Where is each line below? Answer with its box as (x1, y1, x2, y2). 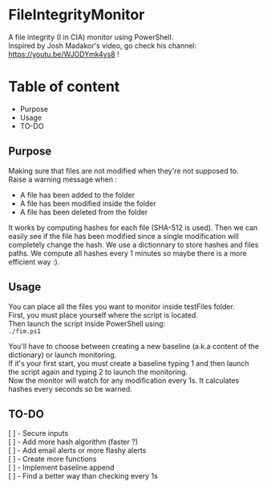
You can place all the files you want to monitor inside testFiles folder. (8, 302, 235, 311)
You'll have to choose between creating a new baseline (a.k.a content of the (8, 341, 259, 351)
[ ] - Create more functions (8, 454, 97, 464)
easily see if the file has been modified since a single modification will (8, 231, 239, 240)
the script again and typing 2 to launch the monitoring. (8, 367, 188, 376)
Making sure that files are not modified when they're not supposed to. (8, 166, 239, 175)
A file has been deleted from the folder (19, 207, 148, 216)
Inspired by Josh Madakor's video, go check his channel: (8, 40, 197, 50)
